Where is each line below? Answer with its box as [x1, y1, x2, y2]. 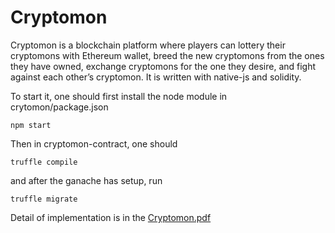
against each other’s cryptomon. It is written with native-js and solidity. [10, 71, 302, 83]
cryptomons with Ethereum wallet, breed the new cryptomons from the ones [10, 49, 325, 61]
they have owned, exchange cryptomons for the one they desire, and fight [10, 60, 317, 72]
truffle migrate [10, 194, 78, 204]
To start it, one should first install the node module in [10, 90, 228, 102]
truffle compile [10, 157, 78, 167]
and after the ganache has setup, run [10, 174, 163, 186]
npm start [10, 120, 52, 130]
